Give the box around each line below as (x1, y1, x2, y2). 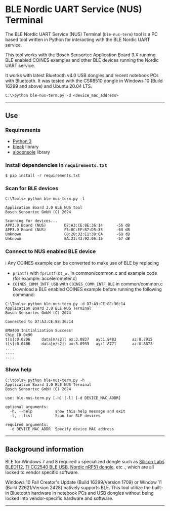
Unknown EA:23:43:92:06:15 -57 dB (5, 236, 130, 241)
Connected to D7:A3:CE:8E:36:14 (5, 319, 73, 324)
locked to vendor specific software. (5, 469, 79, 475)
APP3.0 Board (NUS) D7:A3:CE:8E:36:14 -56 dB (5, 223, 130, 228)
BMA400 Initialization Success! (5, 328, 73, 333)
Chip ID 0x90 (5, 332, 33, 338)
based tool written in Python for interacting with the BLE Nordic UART (5, 36, 150, 43)
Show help (5, 366, 32, 373)
